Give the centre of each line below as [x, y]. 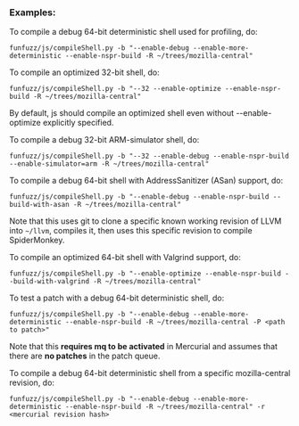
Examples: [33, 12]
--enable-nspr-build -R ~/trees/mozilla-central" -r [166, 407]
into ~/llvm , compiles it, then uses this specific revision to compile [131, 231]
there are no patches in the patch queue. [85, 356]
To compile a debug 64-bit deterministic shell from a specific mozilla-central [150, 373]
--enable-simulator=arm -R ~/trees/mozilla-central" [109, 164]
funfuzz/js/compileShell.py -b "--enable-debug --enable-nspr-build [139, 197]
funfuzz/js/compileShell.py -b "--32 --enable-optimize [115, 89]
